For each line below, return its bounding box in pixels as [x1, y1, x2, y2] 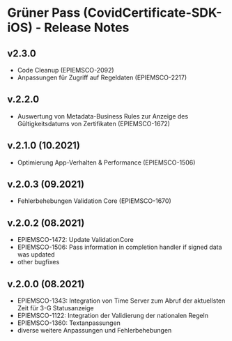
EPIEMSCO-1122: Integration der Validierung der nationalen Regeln [17, 312, 209, 320]
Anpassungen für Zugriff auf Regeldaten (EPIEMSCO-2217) [17, 73, 187, 82]
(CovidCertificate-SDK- [83, 5, 222, 21]
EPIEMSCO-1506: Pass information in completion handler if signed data [17, 243, 222, 252]
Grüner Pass [7, 5, 81, 21]
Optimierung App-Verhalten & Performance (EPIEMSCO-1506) [17, 158, 196, 167]
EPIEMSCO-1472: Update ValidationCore [17, 236, 134, 244]
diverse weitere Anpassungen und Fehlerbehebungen [17, 326, 172, 335]
